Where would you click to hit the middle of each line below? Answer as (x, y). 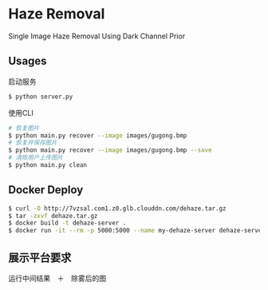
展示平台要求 (40, 258)
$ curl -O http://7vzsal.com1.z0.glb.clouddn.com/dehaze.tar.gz (117, 209)
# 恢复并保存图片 (33, 143)
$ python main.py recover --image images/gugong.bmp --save (110, 150)
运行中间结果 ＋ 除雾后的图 (57, 278)
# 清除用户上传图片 (36, 158)
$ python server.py (41, 97)
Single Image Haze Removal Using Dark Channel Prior (97, 36)
